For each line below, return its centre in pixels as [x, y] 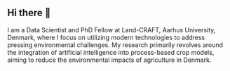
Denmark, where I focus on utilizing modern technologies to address [106, 37]
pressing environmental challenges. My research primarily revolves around [115, 45]
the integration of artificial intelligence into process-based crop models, [111, 52]
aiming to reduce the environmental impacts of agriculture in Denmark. [109, 60]
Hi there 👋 [29, 13]
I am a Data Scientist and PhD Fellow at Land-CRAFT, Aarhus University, [111, 30]
